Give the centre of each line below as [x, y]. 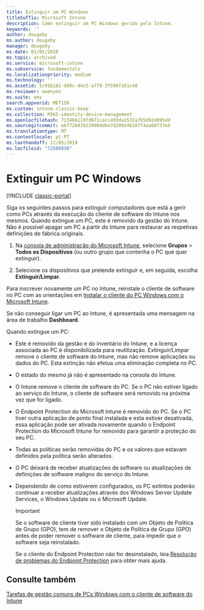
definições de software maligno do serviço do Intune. [82, 474]
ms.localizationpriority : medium [49, 75]
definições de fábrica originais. [45, 233]
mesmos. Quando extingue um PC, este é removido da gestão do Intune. [98, 220]
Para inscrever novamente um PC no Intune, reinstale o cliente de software [100, 288]
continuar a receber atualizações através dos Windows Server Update [104, 492]
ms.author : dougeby [31, 40]
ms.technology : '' [30, 80]
